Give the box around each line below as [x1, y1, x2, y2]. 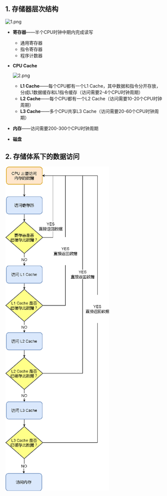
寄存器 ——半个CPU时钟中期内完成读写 [12, 29, 94, 35]
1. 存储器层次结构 [5, 5, 59, 14]
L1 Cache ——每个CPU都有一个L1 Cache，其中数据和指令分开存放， [20, 83, 161, 89]
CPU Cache [12, 62, 37, 68]
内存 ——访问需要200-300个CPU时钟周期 [12, 125, 99, 131]
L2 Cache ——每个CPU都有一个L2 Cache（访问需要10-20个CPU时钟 [20, 95, 162, 101]
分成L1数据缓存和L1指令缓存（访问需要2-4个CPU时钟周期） [20, 89, 143, 95]
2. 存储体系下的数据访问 [5, 152, 80, 161]
